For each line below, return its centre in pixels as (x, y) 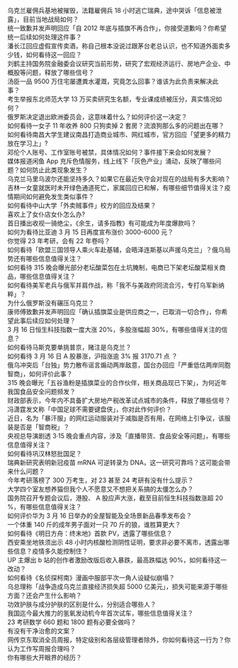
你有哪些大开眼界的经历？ (45, 657)
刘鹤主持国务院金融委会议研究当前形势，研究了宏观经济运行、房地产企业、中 (119, 63)
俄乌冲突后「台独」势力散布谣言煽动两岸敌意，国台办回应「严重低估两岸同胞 (119, 365)
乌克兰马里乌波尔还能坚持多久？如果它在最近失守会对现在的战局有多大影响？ (119, 179)
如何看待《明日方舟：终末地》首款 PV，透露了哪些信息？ (90, 533)
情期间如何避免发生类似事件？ (51, 196)
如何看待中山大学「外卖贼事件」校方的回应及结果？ (82, 205)
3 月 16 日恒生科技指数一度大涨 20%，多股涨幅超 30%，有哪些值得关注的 (114, 329)
